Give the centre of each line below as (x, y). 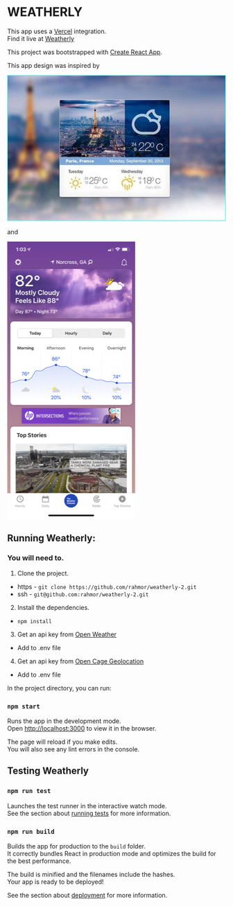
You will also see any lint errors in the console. (74, 749)
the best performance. (39, 861)
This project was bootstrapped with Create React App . (85, 52)
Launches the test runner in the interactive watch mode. (87, 805)
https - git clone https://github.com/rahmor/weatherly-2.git (107, 586)
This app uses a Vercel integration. (57, 31)
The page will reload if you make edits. (62, 742)
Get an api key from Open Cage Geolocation (80, 661)
